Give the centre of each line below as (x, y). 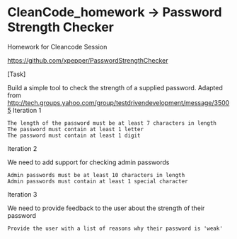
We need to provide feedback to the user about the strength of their (106, 208)
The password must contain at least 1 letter (75, 129)
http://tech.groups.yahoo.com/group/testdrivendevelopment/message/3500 (118, 102)
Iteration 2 (22, 148)
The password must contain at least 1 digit (74, 135)
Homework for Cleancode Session (57, 47)
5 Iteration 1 (24, 110)
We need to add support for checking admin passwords (88, 162)
